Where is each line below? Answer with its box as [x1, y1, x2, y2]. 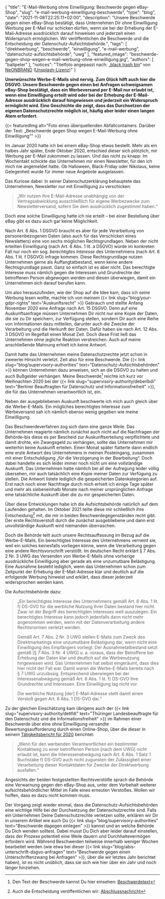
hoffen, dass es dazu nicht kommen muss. [5, 792, 91, 799]
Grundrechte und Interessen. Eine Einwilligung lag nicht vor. [17, 681, 138, 687]
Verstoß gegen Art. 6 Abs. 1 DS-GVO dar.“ [17, 696, 102, 702]
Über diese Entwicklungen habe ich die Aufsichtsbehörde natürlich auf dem [5, 501, 158, 507]
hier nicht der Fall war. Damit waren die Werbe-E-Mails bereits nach [17, 665, 155, 671]
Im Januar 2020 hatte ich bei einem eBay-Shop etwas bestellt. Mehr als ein [5, 143, 157, 148]
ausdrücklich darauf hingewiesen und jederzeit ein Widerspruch [23, 97, 158, 103]
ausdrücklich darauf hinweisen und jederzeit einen [33, 31, 136, 36]
